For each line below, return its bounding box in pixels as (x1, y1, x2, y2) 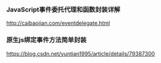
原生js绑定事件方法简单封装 (6, 36, 87, 44)
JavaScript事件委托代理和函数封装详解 (6, 5, 121, 13)
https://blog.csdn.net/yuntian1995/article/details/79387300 (6, 50, 156, 57)
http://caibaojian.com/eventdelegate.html (6, 19, 110, 27)
